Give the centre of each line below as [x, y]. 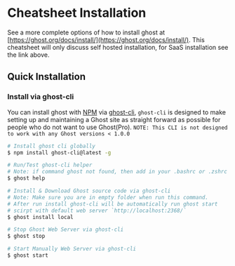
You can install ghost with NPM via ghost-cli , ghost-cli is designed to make [117, 112]
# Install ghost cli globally [52, 146]
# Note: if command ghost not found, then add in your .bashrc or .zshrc [117, 172]
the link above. [28, 55]
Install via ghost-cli [41, 97]
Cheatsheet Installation [77, 13]
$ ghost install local [40, 217]
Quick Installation [47, 77]
